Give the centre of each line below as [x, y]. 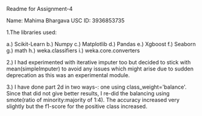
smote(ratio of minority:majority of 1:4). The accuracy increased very [93, 100]
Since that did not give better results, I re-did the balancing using [88, 93]
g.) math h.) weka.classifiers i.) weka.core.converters [73, 50]
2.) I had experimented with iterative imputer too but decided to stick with [99, 62]
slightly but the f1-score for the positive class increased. [77, 106]
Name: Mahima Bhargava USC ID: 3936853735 [66, 20]
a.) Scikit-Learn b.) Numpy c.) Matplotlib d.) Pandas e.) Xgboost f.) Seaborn [101, 44]
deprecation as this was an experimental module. [68, 75]
